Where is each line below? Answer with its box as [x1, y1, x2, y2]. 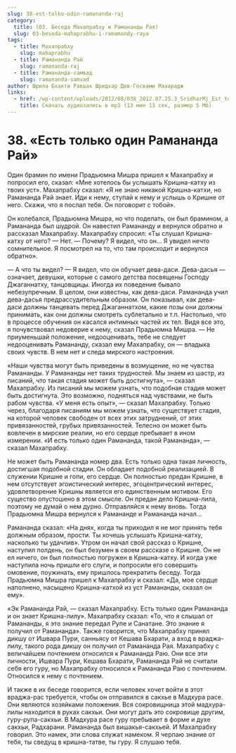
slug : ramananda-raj [20, 63, 80, 70]
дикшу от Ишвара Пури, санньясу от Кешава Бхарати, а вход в [7, 634, 197, 642]
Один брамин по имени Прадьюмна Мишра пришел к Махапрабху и [7, 170, 214, 179]
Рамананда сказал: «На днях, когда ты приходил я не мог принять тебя [7, 523, 223, 532]
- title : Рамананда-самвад [13, 69, 93, 76]
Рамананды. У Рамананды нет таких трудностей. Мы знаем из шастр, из [7, 368, 225, 377]
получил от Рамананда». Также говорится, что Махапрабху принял [7, 626, 210, 635]
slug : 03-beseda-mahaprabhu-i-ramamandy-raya [13, 30, 150, 37]
